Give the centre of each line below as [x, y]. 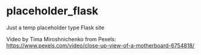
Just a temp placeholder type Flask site [55, 27]
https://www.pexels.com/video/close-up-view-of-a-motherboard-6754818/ [100, 45]
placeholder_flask [52, 11]
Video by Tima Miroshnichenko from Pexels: [61, 39]
